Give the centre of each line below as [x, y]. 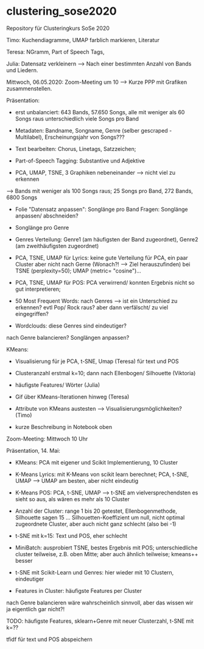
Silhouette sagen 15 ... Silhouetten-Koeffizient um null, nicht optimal [100, 517]
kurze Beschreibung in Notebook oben [64, 427]
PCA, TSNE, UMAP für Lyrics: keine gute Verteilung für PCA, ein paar [101, 257]
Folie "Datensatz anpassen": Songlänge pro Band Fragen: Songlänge [101, 209]
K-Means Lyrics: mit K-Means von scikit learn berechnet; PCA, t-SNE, [102, 474]
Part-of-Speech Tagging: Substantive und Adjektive [80, 161]
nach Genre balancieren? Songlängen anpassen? [68, 337]
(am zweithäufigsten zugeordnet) [57, 246]
